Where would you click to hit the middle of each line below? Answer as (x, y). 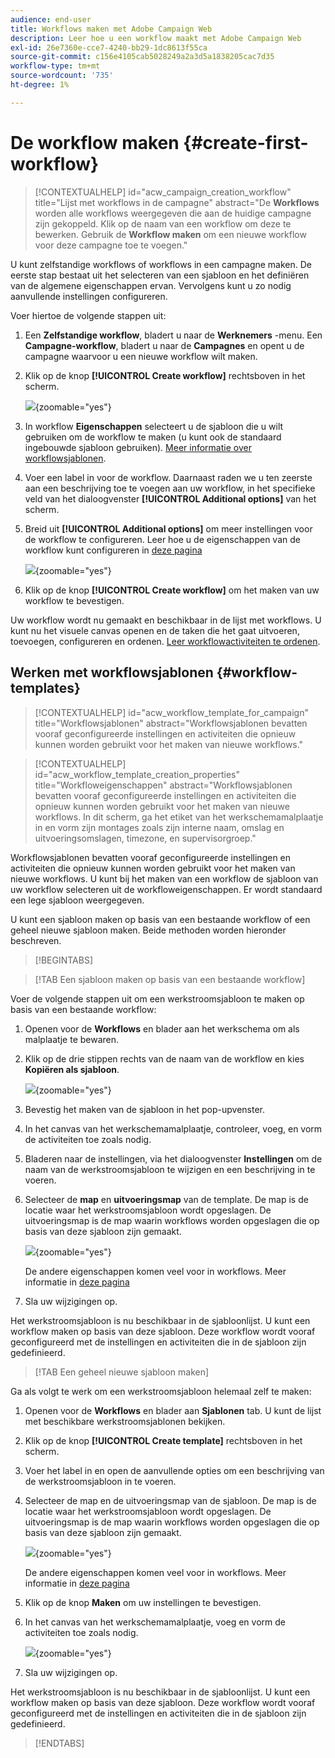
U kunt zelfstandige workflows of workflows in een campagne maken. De (161, 264)
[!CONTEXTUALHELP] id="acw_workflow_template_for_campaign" (171, 712)
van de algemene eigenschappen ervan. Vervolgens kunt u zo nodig (151, 285)
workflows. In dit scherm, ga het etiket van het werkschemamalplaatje (179, 817)
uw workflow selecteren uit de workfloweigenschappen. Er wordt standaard (166, 889)
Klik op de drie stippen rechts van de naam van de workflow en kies (164, 1058)
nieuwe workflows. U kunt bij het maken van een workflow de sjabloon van (164, 878)
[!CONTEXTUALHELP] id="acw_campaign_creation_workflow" (163, 192)
